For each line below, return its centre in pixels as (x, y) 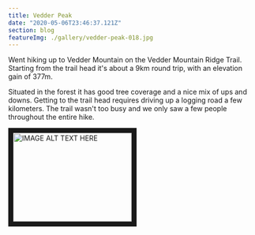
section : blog (32, 30)
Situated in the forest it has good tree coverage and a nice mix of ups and (127, 92)
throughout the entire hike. (51, 117)
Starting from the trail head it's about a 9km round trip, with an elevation (126, 69)
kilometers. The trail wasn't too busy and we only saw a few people (118, 109)
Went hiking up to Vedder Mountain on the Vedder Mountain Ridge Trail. (125, 60)
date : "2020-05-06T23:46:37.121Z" (65, 23)
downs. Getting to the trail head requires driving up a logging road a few (125, 100)
